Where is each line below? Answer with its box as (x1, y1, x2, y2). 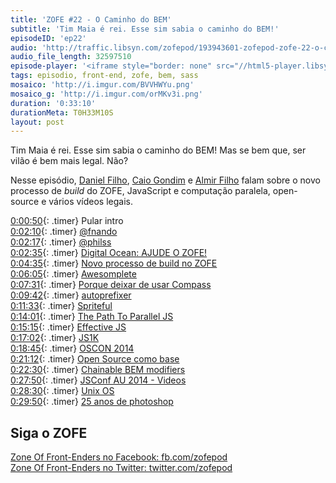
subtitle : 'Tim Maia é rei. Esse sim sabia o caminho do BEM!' (10, 24, 280, 34)
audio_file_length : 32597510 (10, 52, 132, 62)
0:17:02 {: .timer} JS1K (10, 332, 100, 344)
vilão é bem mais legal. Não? (10, 155, 129, 167)
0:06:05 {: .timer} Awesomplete (10, 268, 137, 280)
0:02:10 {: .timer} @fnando (10, 226, 118, 238)
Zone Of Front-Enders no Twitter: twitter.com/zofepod (10, 462, 233, 474)
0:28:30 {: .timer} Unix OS (10, 385, 115, 397)
